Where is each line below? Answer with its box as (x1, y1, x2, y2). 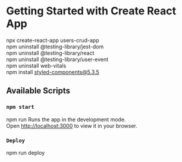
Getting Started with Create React (6, 4, 177, 18)
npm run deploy (6, 149, 45, 156)
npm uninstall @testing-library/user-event (6, 56, 109, 63)
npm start (6, 103, 34, 111)
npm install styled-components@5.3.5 (6, 68, 99, 75)
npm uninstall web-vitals (6, 62, 67, 69)
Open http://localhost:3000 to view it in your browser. (6, 122, 138, 129)
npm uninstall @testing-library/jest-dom (6, 43, 104, 50)
